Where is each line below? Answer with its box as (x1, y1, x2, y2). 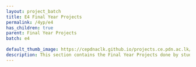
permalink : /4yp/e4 (6, 19, 54, 25)
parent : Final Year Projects (6, 30, 77, 36)
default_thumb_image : (6, 47, 59, 52)
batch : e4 (6, 36, 30, 41)
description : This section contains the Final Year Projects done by (6, 52, 179, 58)
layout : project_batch (6, 8, 61, 15)
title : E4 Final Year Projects (6, 14, 82, 20)
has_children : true (6, 24, 54, 31)
